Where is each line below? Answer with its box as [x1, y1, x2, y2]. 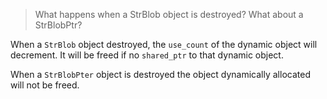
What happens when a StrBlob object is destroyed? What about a [34, 9, 304, 20]
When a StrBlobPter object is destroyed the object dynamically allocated [10, 69, 311, 80]
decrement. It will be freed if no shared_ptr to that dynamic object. [10, 49, 284, 61]
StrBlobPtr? [34, 19, 83, 31]
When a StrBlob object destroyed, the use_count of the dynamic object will [10, 39, 318, 50]
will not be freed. [10, 79, 80, 91]
